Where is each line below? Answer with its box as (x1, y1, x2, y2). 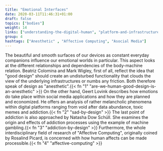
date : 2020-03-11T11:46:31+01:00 (5, 12, 73, 17)
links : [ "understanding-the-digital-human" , (5, 30, 97, 35)
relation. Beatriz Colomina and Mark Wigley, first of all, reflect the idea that (5, 68, 154, 74)
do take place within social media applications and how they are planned (5, 94, 150, 99)
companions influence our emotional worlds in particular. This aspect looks (5, 57, 155, 63)
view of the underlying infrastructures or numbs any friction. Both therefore (5, 78, 156, 84)
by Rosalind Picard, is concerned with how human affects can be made (5, 135, 147, 141)
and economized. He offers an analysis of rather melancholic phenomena (5, 98, 152, 105)
